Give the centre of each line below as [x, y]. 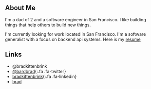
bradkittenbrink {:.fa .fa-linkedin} [44, 76]
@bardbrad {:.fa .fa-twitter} [39, 71]
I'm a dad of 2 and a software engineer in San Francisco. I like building [75, 19]
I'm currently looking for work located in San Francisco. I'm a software [75, 34]
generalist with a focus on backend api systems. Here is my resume [73, 39]
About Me [20, 8]
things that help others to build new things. [48, 25]
